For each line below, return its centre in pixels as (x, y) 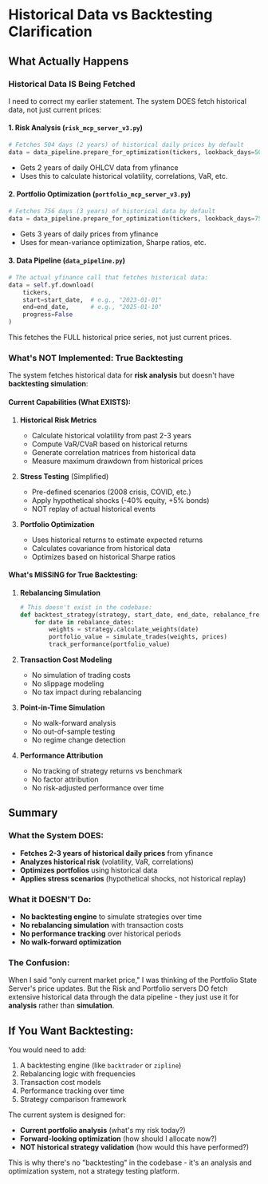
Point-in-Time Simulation (62, 707)
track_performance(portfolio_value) (110, 644)
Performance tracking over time (72, 1091)
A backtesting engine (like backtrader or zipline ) (100, 1065)
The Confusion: (39, 962)
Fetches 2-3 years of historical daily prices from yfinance (116, 853)
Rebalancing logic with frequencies (77, 1074)
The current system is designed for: (67, 1115)
